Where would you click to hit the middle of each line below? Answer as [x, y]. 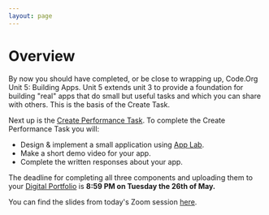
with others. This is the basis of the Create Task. [89, 104]
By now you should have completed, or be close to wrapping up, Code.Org [133, 79]
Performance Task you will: [54, 129]
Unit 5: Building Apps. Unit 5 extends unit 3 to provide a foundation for [126, 87]
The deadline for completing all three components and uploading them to [131, 177]
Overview [42, 56]
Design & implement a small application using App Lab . [112, 144]
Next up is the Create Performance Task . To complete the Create [117, 120]
